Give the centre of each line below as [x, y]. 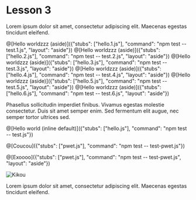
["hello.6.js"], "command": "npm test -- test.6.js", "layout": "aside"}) [88, 93]
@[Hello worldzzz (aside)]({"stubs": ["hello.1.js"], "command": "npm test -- [96, 44]
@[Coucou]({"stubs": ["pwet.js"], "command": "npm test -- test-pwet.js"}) [96, 146]
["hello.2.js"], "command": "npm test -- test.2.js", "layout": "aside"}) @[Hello [98, 56]
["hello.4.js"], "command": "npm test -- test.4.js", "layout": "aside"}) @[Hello [98, 75]
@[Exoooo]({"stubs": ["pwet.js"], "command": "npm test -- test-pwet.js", [94, 157]
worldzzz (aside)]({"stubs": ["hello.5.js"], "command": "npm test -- [87, 81]
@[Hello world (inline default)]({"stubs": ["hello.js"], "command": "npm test [97, 128]
